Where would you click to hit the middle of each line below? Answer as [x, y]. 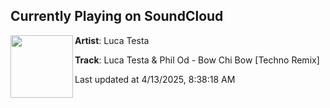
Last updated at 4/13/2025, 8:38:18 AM [155, 79]
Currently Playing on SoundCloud [117, 16]
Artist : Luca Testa [112, 40]
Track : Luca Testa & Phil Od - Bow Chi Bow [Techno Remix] [197, 60]
